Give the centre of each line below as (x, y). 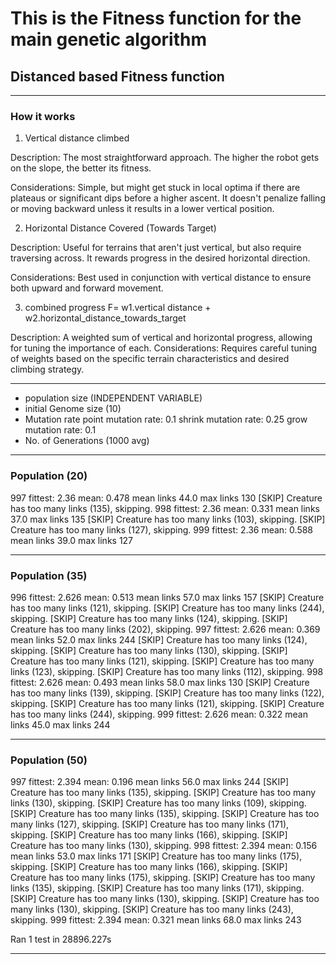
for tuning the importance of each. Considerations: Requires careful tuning (164, 348)
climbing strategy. (47, 369)
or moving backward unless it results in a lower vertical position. (142, 209)
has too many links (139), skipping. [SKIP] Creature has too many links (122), (167, 693)
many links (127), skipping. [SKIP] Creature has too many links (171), (150, 824)
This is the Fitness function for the (156, 18)
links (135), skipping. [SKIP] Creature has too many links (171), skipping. (157, 888)
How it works (43, 116)
